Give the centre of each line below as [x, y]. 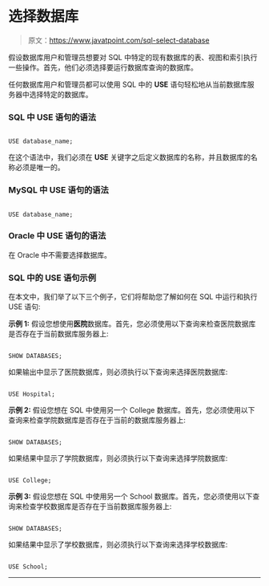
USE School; [28, 567]
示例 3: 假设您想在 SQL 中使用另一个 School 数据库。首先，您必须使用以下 [130, 496]
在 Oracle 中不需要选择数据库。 [60, 254]
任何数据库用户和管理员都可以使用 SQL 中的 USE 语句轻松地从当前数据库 [128, 84]
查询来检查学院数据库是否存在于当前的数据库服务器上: [97, 420]
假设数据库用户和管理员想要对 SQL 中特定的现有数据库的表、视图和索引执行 [133, 57]
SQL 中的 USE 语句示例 [52, 278]
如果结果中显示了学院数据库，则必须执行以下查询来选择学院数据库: [118, 458]
